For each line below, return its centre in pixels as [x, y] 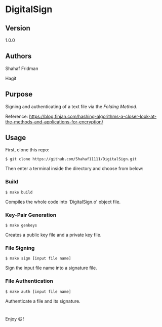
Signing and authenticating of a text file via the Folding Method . [71, 106]
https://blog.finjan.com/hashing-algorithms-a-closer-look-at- [93, 116]
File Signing [20, 248]
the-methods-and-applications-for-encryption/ [54, 122]
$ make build [19, 192]
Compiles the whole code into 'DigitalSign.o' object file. [63, 202]
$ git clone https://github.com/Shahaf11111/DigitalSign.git [71, 159]
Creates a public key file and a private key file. [53, 235]
